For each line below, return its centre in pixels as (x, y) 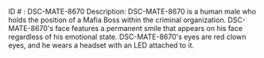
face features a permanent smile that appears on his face (149, 28)
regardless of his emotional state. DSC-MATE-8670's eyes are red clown (127, 37)
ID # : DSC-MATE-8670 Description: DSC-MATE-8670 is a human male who (132, 12)
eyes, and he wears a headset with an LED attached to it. (101, 45)
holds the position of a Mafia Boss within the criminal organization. (117, 20)
